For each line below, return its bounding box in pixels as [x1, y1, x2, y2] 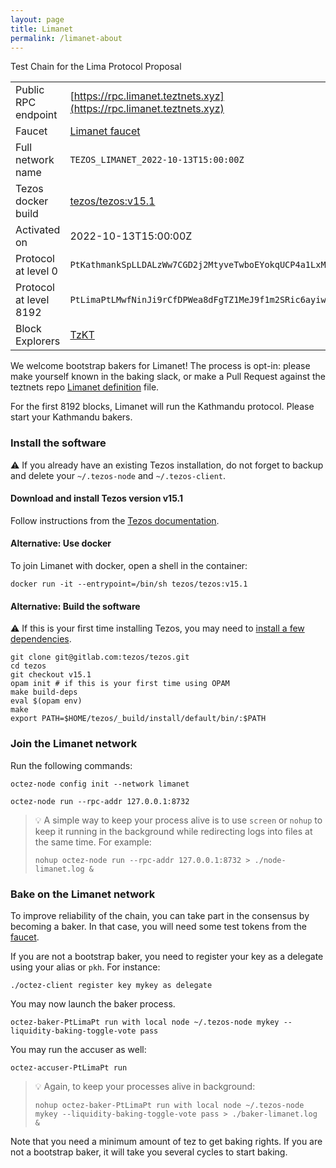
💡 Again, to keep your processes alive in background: [34, 1080, 256, 1092]
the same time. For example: [34, 836, 152, 848]
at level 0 [15, 264, 58, 278]
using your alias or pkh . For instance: [10, 961, 161, 973]
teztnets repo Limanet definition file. [10, 381, 160, 393]
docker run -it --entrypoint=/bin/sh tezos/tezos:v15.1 [10, 579, 248, 590]
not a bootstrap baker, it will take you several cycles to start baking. [10, 1146, 288, 1158]
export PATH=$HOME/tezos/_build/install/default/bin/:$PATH [10, 714, 267, 724]
